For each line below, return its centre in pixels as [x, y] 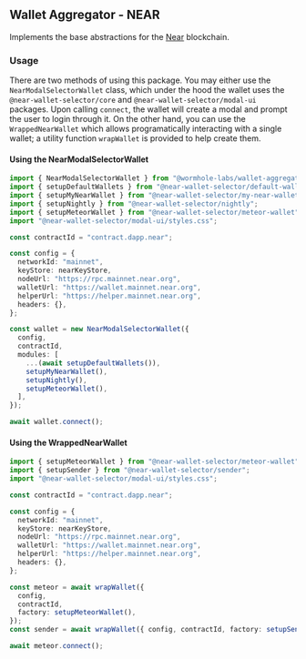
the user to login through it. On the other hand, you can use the [127, 119]
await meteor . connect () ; [56, 646]
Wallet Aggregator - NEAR [85, 15]
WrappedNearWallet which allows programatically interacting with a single [146, 129]
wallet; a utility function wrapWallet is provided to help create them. [135, 138]
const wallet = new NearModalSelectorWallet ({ [99, 329]
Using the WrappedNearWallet [68, 442]
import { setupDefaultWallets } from [81, 187]
